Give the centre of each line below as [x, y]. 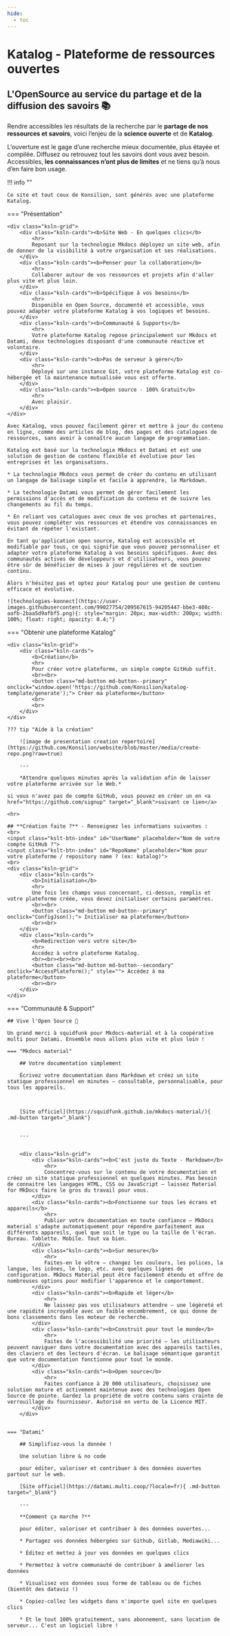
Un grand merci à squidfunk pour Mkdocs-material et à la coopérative [111, 1033]
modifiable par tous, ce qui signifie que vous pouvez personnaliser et [114, 546]
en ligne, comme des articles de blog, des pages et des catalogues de [112, 432]
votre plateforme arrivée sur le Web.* [64, 784]
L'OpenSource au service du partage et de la [104, 94]
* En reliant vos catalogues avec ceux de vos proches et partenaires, [112, 516]
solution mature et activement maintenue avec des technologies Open [109, 1389]
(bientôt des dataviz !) [43, 1589]
